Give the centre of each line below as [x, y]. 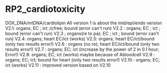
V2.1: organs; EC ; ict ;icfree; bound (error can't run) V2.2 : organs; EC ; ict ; [83, 28]
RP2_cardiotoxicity [45, 9]
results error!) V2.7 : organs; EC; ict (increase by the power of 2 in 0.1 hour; [82, 49]
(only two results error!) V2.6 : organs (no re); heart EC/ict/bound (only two [82, 44]
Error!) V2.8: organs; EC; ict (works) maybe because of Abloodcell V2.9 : [80, 54]
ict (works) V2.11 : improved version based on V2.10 [58, 65]
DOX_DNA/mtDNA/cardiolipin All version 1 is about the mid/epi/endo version [84, 23]
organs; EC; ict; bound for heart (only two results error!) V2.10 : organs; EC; [82, 60]
